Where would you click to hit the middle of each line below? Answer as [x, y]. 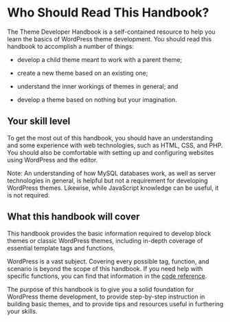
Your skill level [39, 121]
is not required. [28, 195]
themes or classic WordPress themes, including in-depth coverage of [105, 240]
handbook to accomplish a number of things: [70, 46]
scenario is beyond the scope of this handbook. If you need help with [105, 268]
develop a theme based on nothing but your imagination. [97, 99]
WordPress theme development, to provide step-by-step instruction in [106, 297]
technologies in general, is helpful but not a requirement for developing [107, 180]
